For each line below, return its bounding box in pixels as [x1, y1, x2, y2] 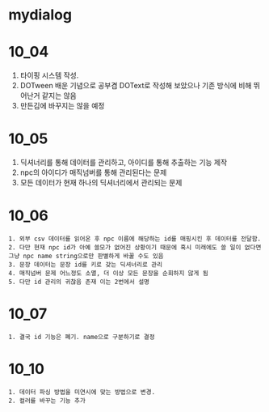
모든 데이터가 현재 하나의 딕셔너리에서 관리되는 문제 [19, 178, 183, 188]
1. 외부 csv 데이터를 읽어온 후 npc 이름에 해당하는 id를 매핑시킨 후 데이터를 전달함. [8, 235, 261, 243]
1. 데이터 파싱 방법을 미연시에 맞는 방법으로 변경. [8, 388, 156, 396]
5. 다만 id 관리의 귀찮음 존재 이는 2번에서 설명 [8, 278, 150, 286]
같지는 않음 [41, 91, 77, 100]
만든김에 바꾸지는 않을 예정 [19, 101, 105, 111]
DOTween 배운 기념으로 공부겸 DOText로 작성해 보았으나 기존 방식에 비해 [19, 81, 252, 91]
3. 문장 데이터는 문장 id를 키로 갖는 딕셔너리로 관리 [8, 261, 163, 269]
